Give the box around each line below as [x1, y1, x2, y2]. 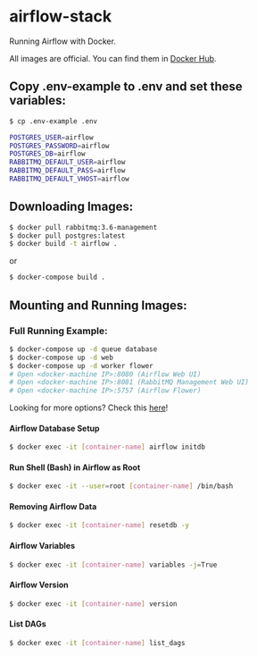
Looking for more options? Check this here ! [9, 402, 169, 413]
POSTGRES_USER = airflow [9, 132, 94, 142]
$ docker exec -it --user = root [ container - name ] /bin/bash [9, 482, 234, 491]
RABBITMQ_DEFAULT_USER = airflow [9, 158, 126, 167]
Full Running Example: [9, 324, 108, 337]
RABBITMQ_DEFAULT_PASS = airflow [9, 166, 126, 175]
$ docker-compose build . [9, 273, 105, 282]
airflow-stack [9, 6, 112, 27]
